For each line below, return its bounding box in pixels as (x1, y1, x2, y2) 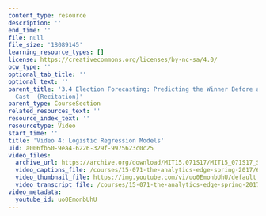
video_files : (8, 151, 51, 159)
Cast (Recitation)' (15, 93, 83, 100)
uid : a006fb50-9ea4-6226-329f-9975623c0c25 (8, 144, 154, 152)
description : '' (8, 19, 62, 27)
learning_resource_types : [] (8, 48, 104, 56)
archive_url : (15, 159, 59, 167)
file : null (8, 33, 44, 42)
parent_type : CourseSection (8, 100, 101, 108)
